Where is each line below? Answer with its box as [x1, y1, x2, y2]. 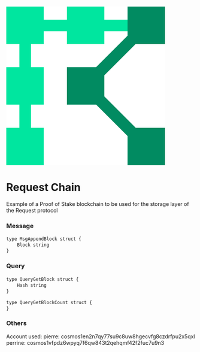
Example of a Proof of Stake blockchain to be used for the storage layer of [6, 200, 190, 207]
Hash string [17, 282, 47, 288]
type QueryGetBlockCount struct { [6, 299, 93, 305]
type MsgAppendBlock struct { [6, 236, 82, 242]
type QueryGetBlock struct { [6, 276, 79, 282]
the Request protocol [6, 207, 58, 214]
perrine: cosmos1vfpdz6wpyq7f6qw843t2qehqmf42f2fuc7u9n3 [6, 339, 165, 346]
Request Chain [6, 181, 81, 195]
